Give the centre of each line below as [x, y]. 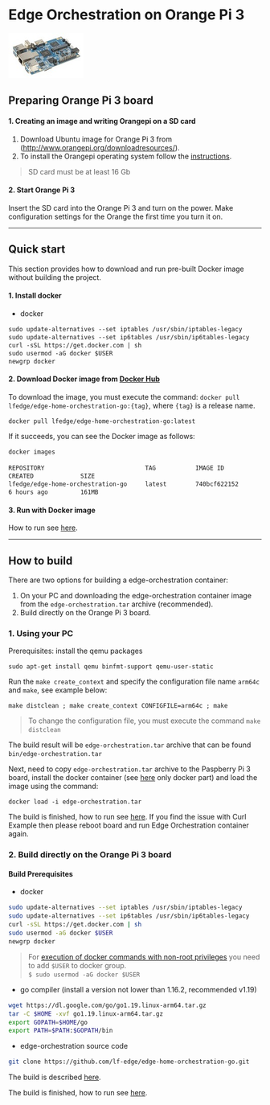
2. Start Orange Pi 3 [42, 190]
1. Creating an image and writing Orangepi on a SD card [102, 121]
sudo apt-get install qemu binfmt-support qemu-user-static [111, 667]
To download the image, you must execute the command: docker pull [124, 396]
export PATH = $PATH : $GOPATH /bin [61, 1031]
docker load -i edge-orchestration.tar [75, 802]
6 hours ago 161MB [53, 492]
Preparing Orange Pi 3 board [81, 101]
